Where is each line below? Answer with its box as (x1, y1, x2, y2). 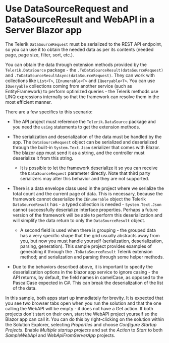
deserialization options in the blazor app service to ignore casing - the (12, 269, 158, 275)
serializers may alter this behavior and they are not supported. (20, 175, 150, 181)
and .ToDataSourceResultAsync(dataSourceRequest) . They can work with (5, 72, 155, 78)
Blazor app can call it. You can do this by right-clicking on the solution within (5, 316, 164, 322)
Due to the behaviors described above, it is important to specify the (12, 263, 153, 269)
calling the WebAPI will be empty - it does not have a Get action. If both (5, 305, 154, 311)
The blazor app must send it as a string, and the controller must (12, 150, 145, 156)
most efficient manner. (5, 99, 52, 105)
